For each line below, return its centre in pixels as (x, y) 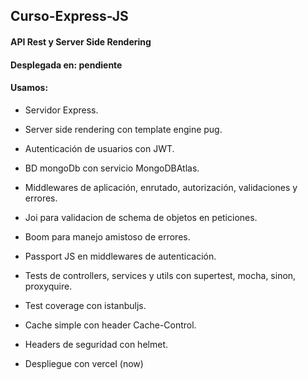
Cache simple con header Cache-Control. (110, 325)
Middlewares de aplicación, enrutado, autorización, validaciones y (161, 187)
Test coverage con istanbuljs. (85, 305)
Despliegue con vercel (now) (84, 363)
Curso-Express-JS (69, 16)
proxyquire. (48, 286)
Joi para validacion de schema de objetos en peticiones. (141, 217)
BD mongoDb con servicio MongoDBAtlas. (112, 168)
